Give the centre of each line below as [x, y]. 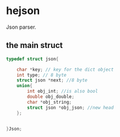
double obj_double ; [51, 97]
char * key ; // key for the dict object [65, 69]
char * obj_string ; [49, 102]
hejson [23, 11]
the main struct [35, 45]
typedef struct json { [32, 59]
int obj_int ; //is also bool [63, 91]
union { [25, 86]
